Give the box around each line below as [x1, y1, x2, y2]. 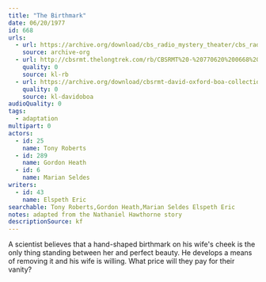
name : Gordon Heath [22, 159, 87, 167]
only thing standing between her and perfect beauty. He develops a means [8, 248, 253, 257]
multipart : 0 [8, 122, 51, 130]
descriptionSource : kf [8, 218, 83, 226]
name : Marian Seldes [22, 173, 90, 182]
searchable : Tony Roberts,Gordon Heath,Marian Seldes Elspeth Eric [8, 203, 236, 211]
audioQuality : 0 [8, 100, 62, 108]
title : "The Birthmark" [8, 11, 87, 20]
